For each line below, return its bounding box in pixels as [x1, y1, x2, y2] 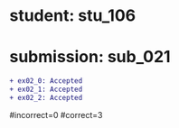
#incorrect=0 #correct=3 [9, 109, 103, 120]
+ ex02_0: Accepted [9, 77, 83, 86]
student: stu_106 [9, 5, 137, 26]
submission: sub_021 [9, 47, 171, 68]
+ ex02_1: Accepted [9, 85, 83, 94]
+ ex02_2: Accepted [9, 93, 83, 102]
